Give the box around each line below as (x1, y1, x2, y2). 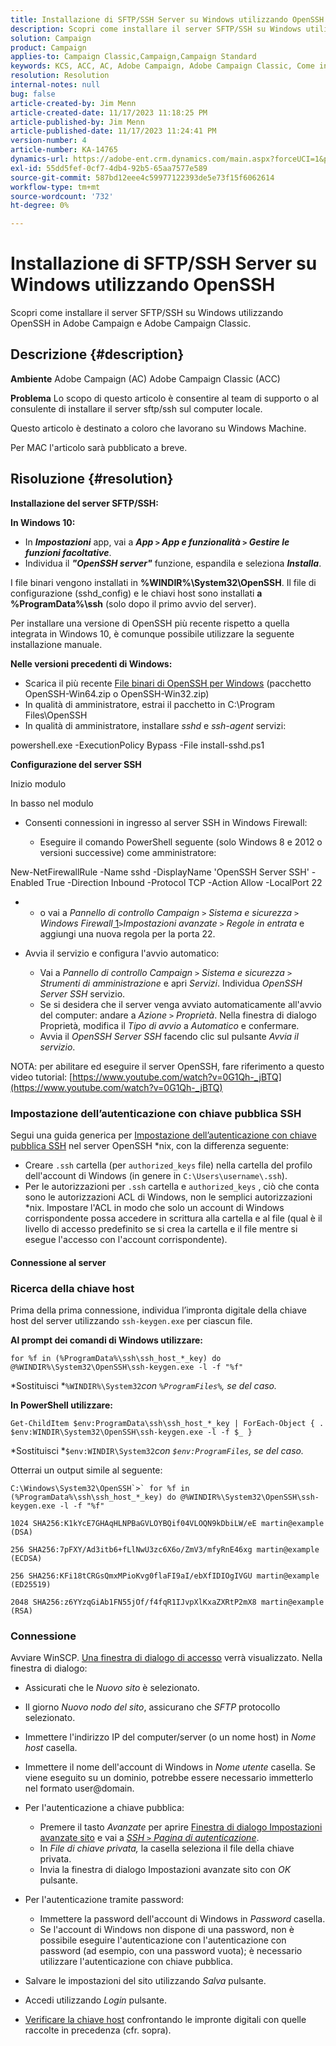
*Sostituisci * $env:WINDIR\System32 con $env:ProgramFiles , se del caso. (10, 1444, 304, 1456)
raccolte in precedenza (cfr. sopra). (24, 2024, 172, 2036)
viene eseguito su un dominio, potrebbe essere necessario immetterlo (24, 1772, 314, 1784)
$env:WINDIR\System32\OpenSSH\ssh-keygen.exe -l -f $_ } (10, 1427, 253, 1437)
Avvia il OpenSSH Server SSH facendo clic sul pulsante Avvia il (39, 1030, 299, 1042)
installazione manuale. (10, 638, 103, 650)
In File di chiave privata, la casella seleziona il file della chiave (39, 1842, 295, 1855)
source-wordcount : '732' (10, 191, 114, 201)
